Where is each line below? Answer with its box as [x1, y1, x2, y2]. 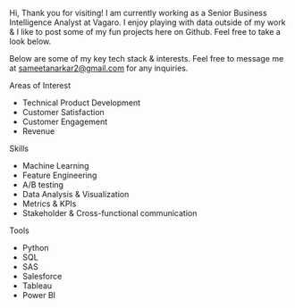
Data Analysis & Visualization [21, 189, 130, 199]
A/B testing [21, 179, 64, 190]
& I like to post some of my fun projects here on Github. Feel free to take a [9, 27, 282, 37]
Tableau [21, 280, 53, 291]
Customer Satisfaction [21, 107, 105, 117]
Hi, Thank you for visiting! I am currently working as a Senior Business [9, 8, 267, 18]
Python [21, 243, 49, 253]
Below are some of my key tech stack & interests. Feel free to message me [9, 54, 284, 63]
